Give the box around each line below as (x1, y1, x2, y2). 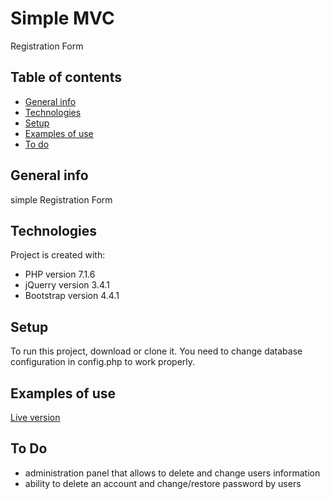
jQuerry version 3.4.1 (24, 279, 110, 291)
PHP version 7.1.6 (24, 268, 96, 281)
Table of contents (10, 69, 122, 86)
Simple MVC (10, 7, 115, 30)
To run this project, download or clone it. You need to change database (10, 345, 303, 357)
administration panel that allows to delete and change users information (24, 467, 321, 479)
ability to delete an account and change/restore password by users (24, 477, 302, 489)
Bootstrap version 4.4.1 (24, 290, 120, 302)
